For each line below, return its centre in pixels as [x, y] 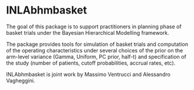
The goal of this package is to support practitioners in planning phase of [94, 26]
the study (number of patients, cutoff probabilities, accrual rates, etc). [91, 63]
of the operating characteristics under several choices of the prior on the [95, 50]
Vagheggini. [21, 81]
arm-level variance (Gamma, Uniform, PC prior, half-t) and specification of [96, 56]
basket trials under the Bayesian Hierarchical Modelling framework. [88, 32]
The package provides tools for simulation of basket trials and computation [97, 44]
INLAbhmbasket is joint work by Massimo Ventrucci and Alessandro [88, 74]
